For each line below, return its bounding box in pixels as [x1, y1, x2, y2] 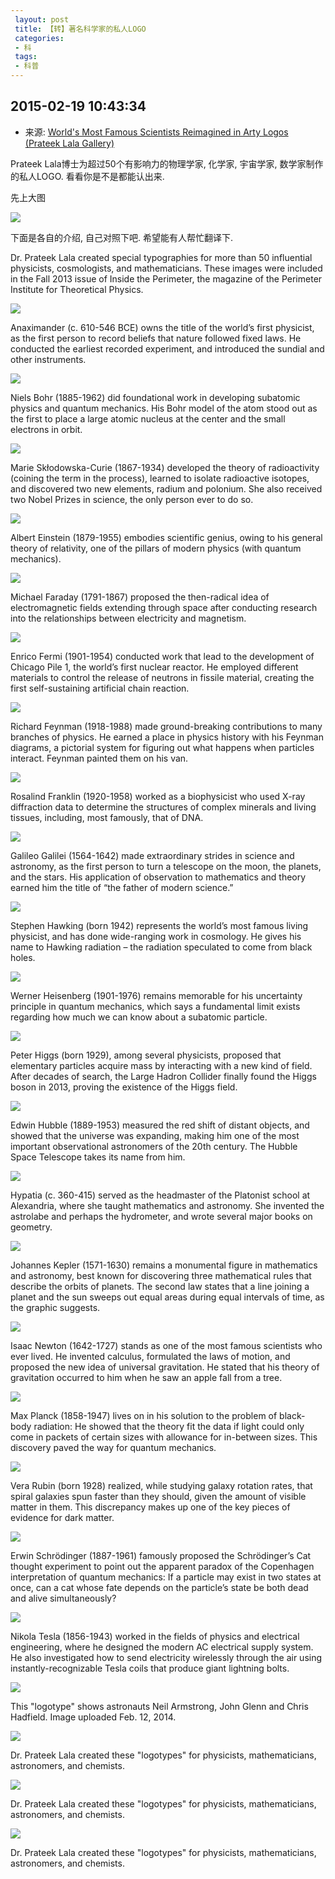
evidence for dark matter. [10, 1511, 115, 1523]
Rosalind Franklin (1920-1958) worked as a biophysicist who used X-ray [10, 790, 306, 802]
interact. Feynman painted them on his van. [10, 752, 189, 764]
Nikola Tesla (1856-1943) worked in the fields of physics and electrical [10, 1630, 300, 1642]
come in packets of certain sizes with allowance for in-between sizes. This [10, 1431, 318, 1443]
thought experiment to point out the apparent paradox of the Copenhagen [10, 1560, 315, 1572]
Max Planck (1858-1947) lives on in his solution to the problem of [10, 1409, 278, 1421]
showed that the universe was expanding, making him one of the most [10, 1129, 300, 1141]
